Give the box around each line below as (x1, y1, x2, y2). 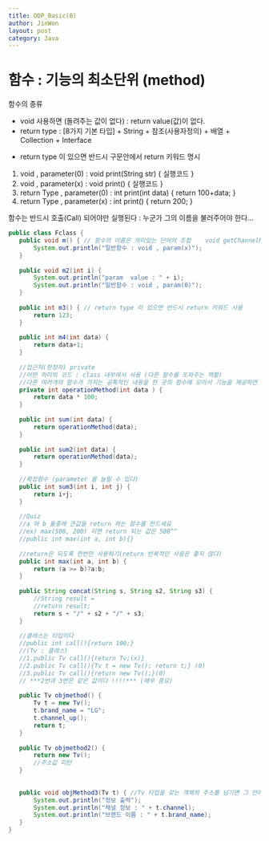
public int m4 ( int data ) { (18, 334, 110, 342)
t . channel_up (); (33, 714, 88, 722)
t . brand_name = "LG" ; (33, 707, 106, 715)
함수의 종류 (8, 100, 43, 109)
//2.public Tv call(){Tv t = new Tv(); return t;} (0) (18, 661, 206, 670)
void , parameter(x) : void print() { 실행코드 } (19, 179, 164, 189)
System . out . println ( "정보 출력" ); (33, 796, 142, 804)
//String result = (33, 595, 94, 603)
